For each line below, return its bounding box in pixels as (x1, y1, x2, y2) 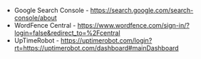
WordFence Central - (14, 21, 76, 29)
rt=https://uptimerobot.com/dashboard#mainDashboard (14, 44, 180, 52)
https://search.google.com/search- (90, 6, 194, 14)
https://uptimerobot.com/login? (60, 36, 153, 45)
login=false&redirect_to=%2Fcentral (14, 28, 120, 37)
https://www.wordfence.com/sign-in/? (77, 21, 190, 29)
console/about (14, 14, 57, 22)
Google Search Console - (14, 6, 89, 14)
